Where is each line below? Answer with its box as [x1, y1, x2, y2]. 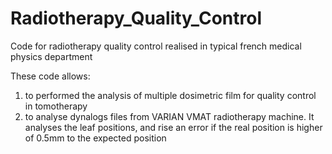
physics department [10, 50, 93, 62]
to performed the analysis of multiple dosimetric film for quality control [24, 89, 317, 101]
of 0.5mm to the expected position [24, 132, 167, 144]
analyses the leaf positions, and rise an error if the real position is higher [24, 121, 323, 133]
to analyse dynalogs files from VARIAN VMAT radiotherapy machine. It [24, 110, 315, 122]
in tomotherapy [24, 100, 88, 112]
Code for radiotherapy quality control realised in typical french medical [10, 40, 302, 52]
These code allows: [10, 70, 91, 82]
